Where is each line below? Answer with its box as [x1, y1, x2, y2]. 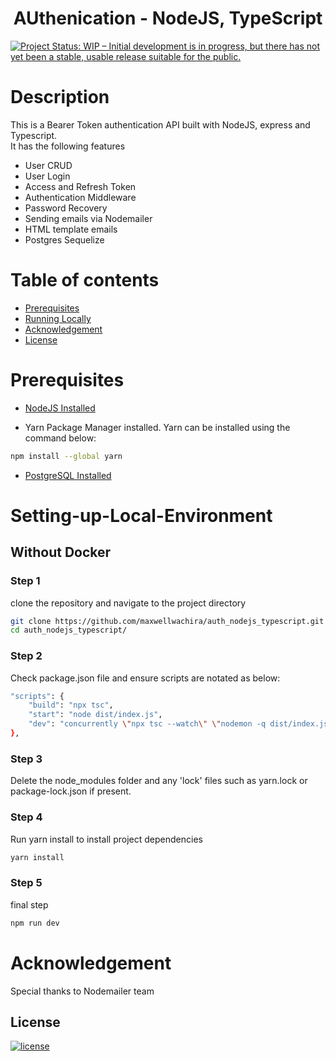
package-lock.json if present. [10, 785, 132, 797]
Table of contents [10, 269, 160, 292]
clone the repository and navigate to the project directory [10, 597, 247, 609]
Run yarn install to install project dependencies [10, 833, 203, 845]
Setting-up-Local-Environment [10, 504, 273, 527]
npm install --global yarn [10, 451, 123, 461]
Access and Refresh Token [24, 180, 137, 192]
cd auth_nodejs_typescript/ [10, 625, 128, 636]
